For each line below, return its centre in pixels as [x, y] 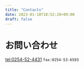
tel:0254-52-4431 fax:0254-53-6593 [42, 59]
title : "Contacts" [24, 10]
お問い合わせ [32, 45]
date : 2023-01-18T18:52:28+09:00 [40, 14]
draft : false [19, 19]
